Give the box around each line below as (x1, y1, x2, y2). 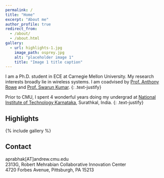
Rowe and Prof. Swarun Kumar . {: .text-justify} (5, 84, 102, 91)
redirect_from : (5, 26, 38, 32)
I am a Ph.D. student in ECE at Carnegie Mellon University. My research (5, 73, 154, 79)
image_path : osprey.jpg (14, 50, 65, 55)
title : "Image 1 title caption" (14, 60, 83, 65)
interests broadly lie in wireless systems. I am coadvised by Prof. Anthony (5, 79, 159, 85)
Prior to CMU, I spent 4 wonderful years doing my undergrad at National (5, 94, 156, 100)
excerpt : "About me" (5, 17, 49, 22)
